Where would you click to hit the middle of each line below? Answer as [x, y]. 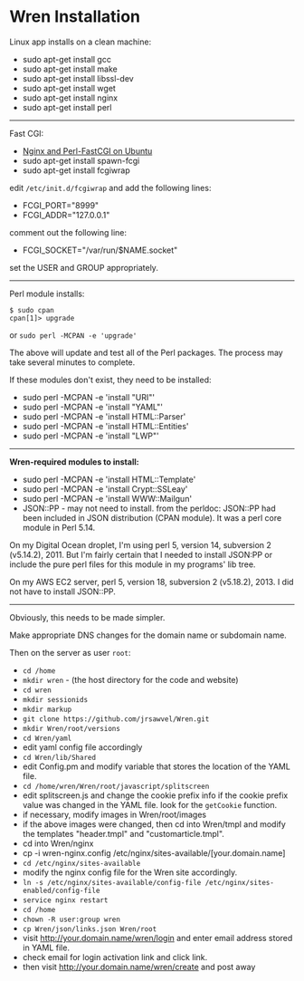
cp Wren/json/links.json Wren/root [90, 929]
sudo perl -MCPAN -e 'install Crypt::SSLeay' [105, 489]
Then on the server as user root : [70, 652]
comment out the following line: [68, 232]
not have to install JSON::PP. [62, 591]
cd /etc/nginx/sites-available [81, 863]
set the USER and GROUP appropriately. [84, 267]
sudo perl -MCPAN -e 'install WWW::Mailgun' [107, 498]
